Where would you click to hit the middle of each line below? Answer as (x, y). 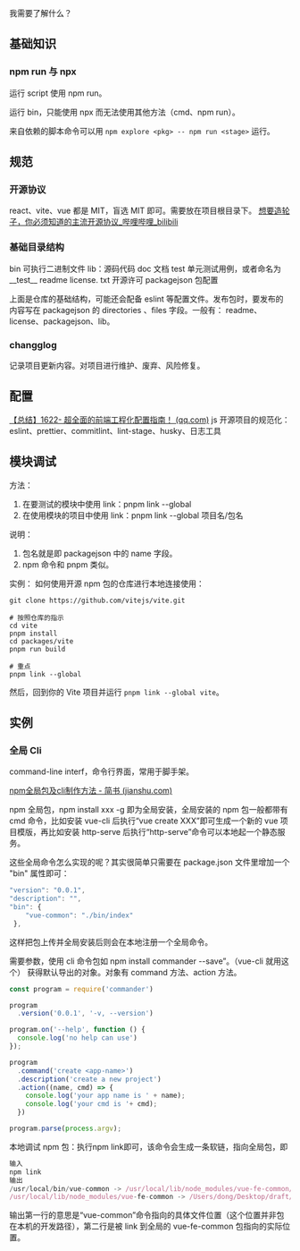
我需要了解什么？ (41, 13)
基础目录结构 (37, 247)
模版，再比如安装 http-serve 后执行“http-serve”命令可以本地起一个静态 (147, 832)
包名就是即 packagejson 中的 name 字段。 (100, 553)
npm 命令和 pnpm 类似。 (68, 564)
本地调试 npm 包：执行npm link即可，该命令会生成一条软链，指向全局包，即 (149, 1146)
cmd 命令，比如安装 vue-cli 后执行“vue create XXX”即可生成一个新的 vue (144, 821)
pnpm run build (37, 649)
